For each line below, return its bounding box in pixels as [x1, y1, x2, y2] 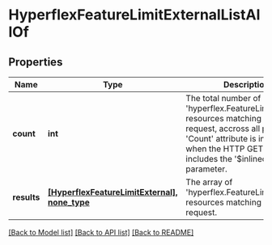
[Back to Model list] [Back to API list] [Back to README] [8, 228, 194, 237]
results [12, 192, 40, 203]
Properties [8, 55, 63, 69]
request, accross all [185, 123, 261, 134]
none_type [47, 196, 91, 208]
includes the [185, 154, 233, 164]
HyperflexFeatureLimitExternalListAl [8, 6, 261, 24]
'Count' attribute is [185, 133, 257, 144]
